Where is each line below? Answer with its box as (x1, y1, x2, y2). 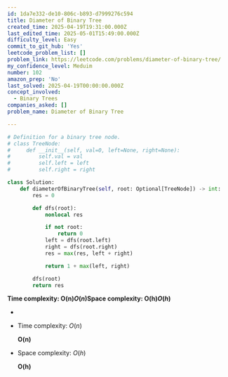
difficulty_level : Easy (7, 37, 77, 44)
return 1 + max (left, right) (44, 263, 130, 270)
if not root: (44, 224, 83, 231)
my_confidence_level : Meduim (7, 62, 93, 70)
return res (32, 282, 65, 289)
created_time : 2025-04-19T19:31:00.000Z (7, 23, 128, 30)
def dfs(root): (32, 204, 77, 211)
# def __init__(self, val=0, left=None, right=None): (7, 147, 180, 154)
